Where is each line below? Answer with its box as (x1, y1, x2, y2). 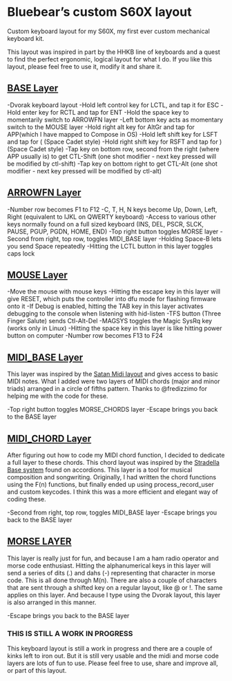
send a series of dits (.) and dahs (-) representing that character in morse (7, 568, 215, 577)
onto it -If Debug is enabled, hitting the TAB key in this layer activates (7, 302, 204, 311)
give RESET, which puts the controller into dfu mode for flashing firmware (7, 295, 217, 303)
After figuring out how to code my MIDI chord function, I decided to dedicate (7, 451, 225, 459)
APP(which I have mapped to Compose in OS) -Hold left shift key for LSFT (7, 130, 218, 138)
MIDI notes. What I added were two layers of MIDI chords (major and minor (7, 377, 220, 385)
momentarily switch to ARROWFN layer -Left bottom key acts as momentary (7, 115, 223, 124)
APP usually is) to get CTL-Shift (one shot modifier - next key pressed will (7, 152, 216, 160)
